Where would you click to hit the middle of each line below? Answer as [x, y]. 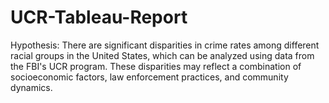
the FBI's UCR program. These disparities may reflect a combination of [156, 66]
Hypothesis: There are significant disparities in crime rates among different [165, 45]
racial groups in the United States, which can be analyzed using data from [162, 55]
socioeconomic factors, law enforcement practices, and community [149, 77]
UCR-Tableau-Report [99, 17]
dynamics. [31, 87]
